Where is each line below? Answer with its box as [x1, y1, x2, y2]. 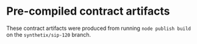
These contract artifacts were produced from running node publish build [6, 24, 191, 32]
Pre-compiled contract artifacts [6, 4, 170, 18]
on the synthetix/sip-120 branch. [6, 31, 91, 38]
